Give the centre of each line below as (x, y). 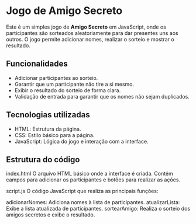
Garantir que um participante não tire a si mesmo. (74, 84)
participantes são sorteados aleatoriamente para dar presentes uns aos (92, 33)
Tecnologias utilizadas (48, 115)
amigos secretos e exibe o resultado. (51, 215)
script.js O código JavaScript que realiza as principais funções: (82, 191)
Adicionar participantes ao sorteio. (56, 78)
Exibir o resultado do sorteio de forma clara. (68, 90)
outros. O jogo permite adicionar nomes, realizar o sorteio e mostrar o (90, 39)
